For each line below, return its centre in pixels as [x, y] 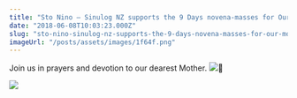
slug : [19, 34]
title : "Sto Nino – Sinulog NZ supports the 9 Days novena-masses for [142, 17]
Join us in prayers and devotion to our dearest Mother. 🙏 [116, 68]
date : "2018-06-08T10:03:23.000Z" [73, 26]
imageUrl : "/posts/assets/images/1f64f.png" [92, 42]
